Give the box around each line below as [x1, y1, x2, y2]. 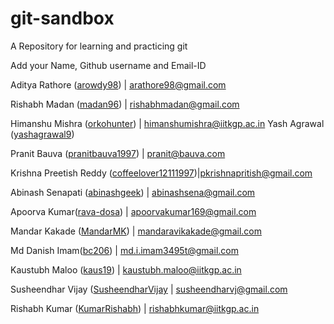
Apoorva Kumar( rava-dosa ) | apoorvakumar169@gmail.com [10, 205, 257, 217]
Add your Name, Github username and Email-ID [10, 59, 207, 71]
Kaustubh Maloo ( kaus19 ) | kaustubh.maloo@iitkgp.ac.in [10, 263, 242, 276]
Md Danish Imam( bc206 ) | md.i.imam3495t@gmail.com [10, 244, 239, 256]
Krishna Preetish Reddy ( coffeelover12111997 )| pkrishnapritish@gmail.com [10, 167, 313, 179]
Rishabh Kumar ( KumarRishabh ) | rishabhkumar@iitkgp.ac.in [10, 302, 260, 314]
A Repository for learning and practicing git [10, 40, 188, 52]
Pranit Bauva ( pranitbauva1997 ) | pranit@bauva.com [10, 147, 226, 159]
